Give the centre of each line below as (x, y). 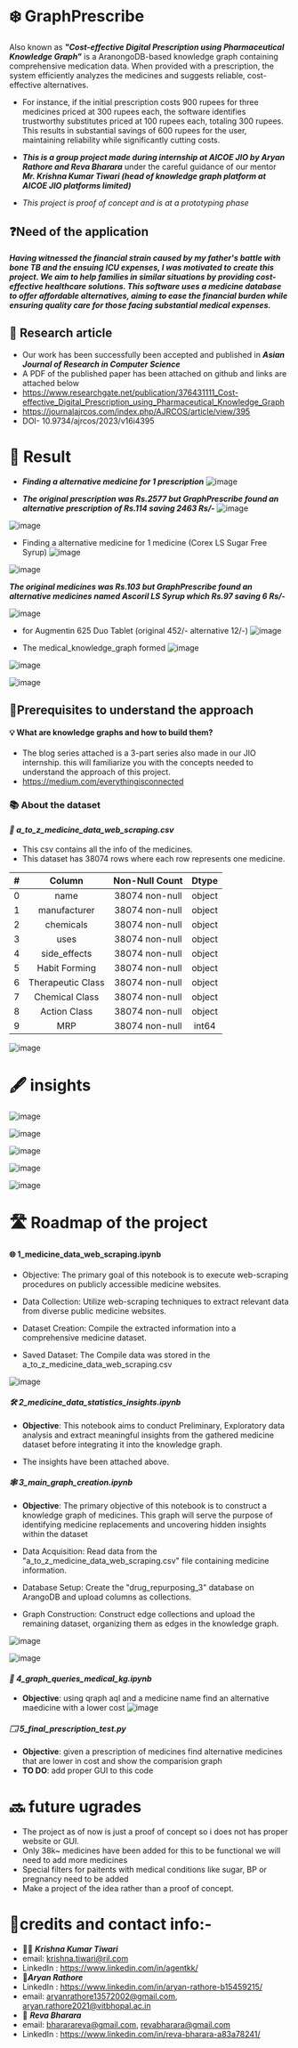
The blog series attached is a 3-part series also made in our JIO (139, 753)
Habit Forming (66, 968)
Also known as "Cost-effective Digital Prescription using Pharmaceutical (147, 47)
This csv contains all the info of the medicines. (107, 849)
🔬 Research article (61, 333)
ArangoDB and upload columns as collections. (107, 1597)
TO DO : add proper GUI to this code (88, 1770)
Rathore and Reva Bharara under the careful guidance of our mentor (149, 166)
